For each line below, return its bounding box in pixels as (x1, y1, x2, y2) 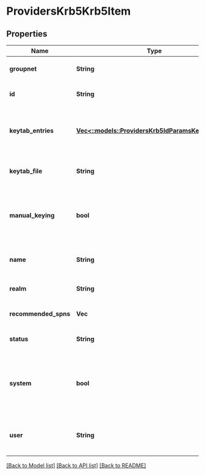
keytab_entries (9, 126, 54, 135)
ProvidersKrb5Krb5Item (6, 4, 131, 18)
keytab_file (9, 167, 43, 175)
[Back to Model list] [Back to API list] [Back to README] (6, 462, 146, 469)
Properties (6, 29, 48, 39)
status (9, 335, 29, 343)
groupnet (9, 65, 37, 73)
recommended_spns (9, 310, 71, 318)
